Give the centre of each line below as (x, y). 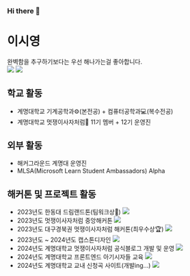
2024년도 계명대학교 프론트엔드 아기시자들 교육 (80, 257)
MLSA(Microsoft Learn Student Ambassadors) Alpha (91, 171)
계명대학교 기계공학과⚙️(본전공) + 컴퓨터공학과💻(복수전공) (95, 111)
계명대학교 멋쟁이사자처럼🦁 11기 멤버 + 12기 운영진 (84, 122)
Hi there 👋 (24, 11)
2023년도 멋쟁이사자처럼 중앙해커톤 (65, 221)
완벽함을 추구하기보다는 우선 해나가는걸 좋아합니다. (75, 62)
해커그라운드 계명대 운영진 (52, 163)
